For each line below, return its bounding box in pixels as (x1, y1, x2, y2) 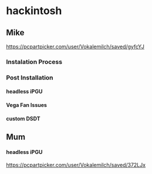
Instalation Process (6, 58, 63, 66)
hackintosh (6, 4, 62, 18)
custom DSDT (6, 115, 40, 122)
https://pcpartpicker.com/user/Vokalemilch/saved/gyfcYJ (6, 43, 145, 50)
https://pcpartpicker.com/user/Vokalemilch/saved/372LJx (6, 162, 146, 169)
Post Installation (6, 73, 54, 82)
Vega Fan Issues (6, 102, 47, 109)
